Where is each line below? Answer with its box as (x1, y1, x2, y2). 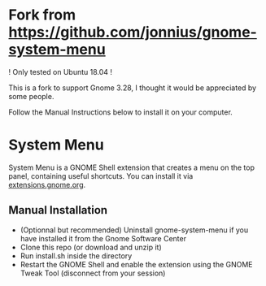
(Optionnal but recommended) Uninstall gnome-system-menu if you (20, 225, 249, 235)
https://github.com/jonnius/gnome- (8, 23, 258, 41)
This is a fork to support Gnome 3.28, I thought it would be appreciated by (8, 83, 257, 93)
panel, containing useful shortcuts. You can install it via (8, 171, 194, 180)
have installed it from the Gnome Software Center (20, 233, 187, 243)
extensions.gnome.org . (8, 180, 86, 189)
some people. (8, 91, 55, 101)
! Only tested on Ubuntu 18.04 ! (8, 67, 112, 76)
